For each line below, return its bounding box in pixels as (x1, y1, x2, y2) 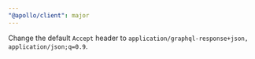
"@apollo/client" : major (8, 11, 90, 20)
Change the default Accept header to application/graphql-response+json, (8, 33, 249, 42)
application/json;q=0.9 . (8, 41, 88, 51)
